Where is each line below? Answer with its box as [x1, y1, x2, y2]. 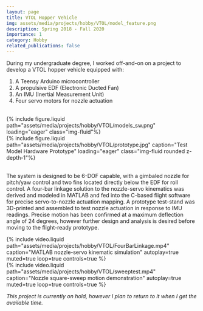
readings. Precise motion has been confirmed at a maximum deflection [6, 211, 184, 218]
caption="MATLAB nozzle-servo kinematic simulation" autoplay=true [6, 248, 179, 256]
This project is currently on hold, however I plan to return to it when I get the [6, 292, 197, 299]
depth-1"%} [6, 154, 36, 161]
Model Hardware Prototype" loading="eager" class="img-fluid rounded [6, 147, 185, 155]
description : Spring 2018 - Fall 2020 [6, 26, 105, 32]
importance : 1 [6, 32, 43, 38]
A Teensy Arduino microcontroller [15, 77, 100, 85]
